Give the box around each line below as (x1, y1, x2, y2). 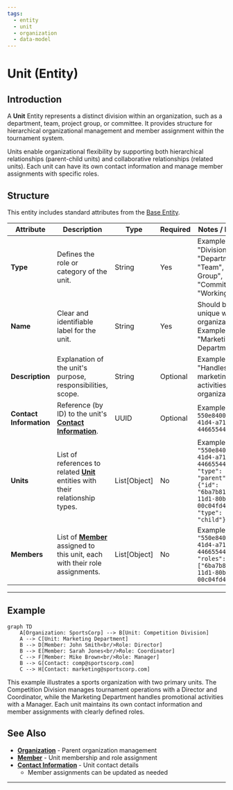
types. (56, 501, 78, 511)
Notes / (198, 224, 223, 234)
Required (159, 224, 191, 234)
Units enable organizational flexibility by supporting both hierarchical (7, 147, 204, 156)
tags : (7, 10, 23, 17)
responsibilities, (56, 380, 109, 389)
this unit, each (56, 549, 103, 559)
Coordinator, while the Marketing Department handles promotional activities (7, 692, 224, 701)
